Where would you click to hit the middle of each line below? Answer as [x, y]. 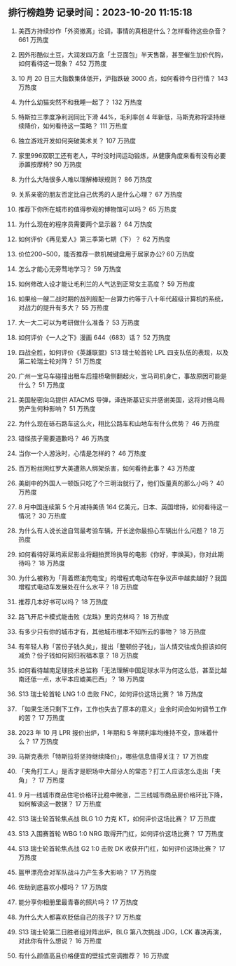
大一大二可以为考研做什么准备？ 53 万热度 [79, 322]
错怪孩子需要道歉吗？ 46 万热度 [64, 438]
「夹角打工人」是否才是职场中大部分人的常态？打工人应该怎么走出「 [116, 771]
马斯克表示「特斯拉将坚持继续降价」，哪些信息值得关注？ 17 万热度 [113, 756]
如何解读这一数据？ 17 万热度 [60, 804]
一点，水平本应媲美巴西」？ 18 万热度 [91, 679]
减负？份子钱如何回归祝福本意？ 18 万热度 [78, 655]
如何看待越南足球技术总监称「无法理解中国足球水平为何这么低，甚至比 [119, 670]
